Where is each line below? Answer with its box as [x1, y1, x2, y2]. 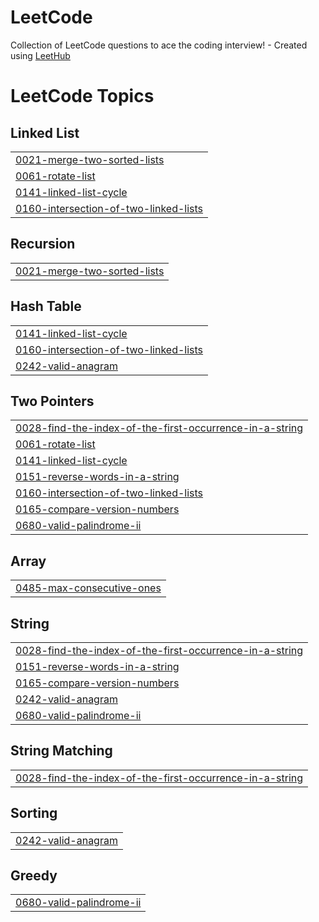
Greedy [10, 867, 58, 885]
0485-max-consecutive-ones [15, 581, 162, 595]
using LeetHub [10, 49, 71, 61]
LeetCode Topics [10, 85, 155, 108]
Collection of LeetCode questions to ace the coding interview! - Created [10, 39, 308, 51]
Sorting [10, 805, 58, 822]
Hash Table [10, 298, 82, 315]
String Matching [10, 742, 113, 760]
